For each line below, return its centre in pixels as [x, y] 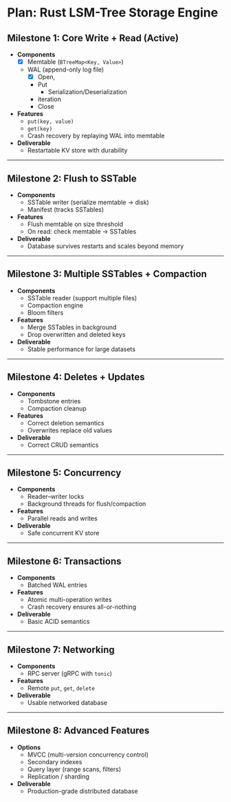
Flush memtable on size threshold [75, 224]
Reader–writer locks [56, 497]
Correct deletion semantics [66, 423]
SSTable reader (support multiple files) [82, 298]
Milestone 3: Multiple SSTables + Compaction [107, 274]
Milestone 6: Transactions [64, 561]
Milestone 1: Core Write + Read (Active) [93, 38]
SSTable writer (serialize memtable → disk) [88, 202]
